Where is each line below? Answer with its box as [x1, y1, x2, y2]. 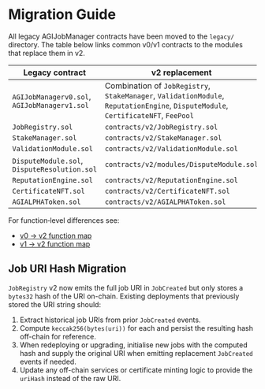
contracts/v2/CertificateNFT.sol [104, 187, 230, 195]
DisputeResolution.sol [12, 165, 97, 174]
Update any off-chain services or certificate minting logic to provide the [19, 365, 253, 375]
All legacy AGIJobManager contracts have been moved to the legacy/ [8, 31, 235, 41]
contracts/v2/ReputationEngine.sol [104, 176, 238, 184]
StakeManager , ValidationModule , [104, 90, 225, 101]
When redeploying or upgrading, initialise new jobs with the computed [19, 340, 248, 350]
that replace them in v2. [8, 48, 85, 57]
